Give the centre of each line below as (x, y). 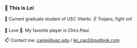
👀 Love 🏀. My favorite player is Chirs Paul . (47, 30)
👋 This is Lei (19, 8)
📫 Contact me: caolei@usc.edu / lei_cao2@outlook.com (62, 40)
